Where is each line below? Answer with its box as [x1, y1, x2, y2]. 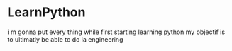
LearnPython [7, 4, 86, 21]
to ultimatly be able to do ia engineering [7, 35, 123, 43]
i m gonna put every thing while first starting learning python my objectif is [7, 28, 226, 36]
